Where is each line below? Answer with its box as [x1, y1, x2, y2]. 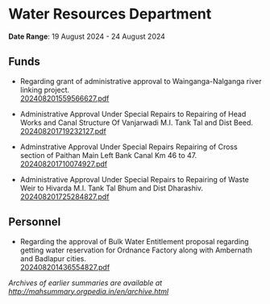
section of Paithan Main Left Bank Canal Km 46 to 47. [19, 150, 197, 160]
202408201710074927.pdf [19, 159, 108, 169]
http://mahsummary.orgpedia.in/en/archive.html [8, 286, 169, 296]
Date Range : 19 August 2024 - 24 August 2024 [8, 31, 165, 41]
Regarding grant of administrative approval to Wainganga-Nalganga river [19, 76, 262, 85]
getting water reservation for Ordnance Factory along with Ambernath [19, 245, 252, 255]
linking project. [19, 85, 70, 94]
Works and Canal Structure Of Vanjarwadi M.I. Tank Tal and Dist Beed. [19, 118, 254, 127]
